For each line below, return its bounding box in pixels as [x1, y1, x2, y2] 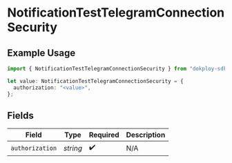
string [63, 143, 83, 153]
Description [126, 130, 166, 140]
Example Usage [7, 47, 76, 59]
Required [88, 130, 119, 140]
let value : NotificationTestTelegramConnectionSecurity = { [7, 77, 184, 84]
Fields [7, 109, 35, 122]
